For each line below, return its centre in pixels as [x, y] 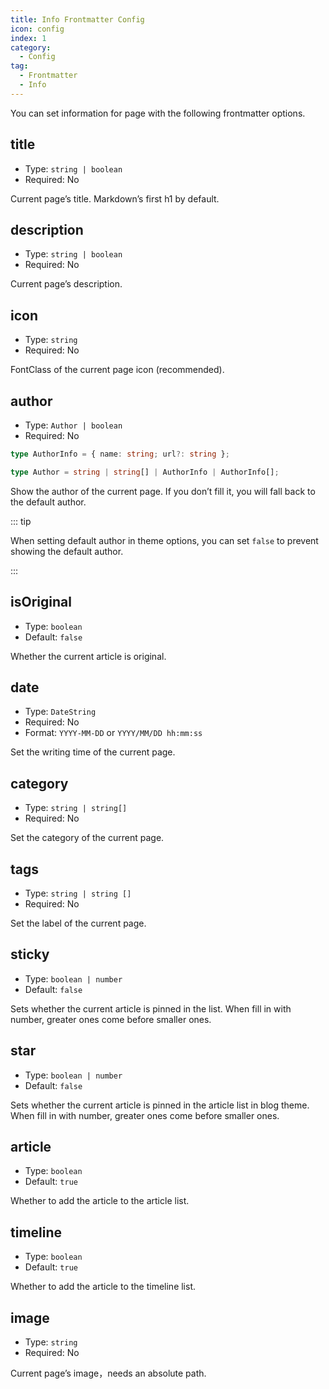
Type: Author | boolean [73, 425]
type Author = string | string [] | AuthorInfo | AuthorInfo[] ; [145, 472]
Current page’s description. [66, 284]
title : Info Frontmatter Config [77, 19]
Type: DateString [60, 712]
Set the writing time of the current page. [93, 752]
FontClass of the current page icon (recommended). [117, 370]
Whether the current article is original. [88, 656]
